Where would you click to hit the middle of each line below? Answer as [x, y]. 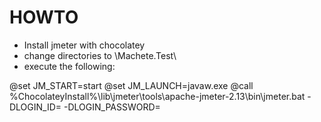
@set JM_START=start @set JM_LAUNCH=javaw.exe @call [131, 85]
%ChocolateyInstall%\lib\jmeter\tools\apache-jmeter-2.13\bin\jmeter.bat [157, 96]
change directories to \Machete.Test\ [100, 55]
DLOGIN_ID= [35, 107]
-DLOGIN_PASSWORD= [112, 107]
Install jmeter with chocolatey [84, 45]
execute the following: [69, 66]
